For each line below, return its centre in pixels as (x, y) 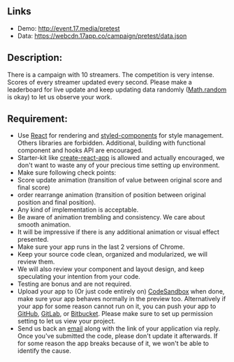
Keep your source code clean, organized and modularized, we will (112, 254)
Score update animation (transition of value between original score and (119, 180)
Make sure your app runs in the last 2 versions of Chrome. (101, 247)
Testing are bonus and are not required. (74, 284)
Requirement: (38, 119)
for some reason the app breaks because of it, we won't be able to (113, 343)
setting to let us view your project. (66, 321)
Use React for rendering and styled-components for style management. (120, 136)
